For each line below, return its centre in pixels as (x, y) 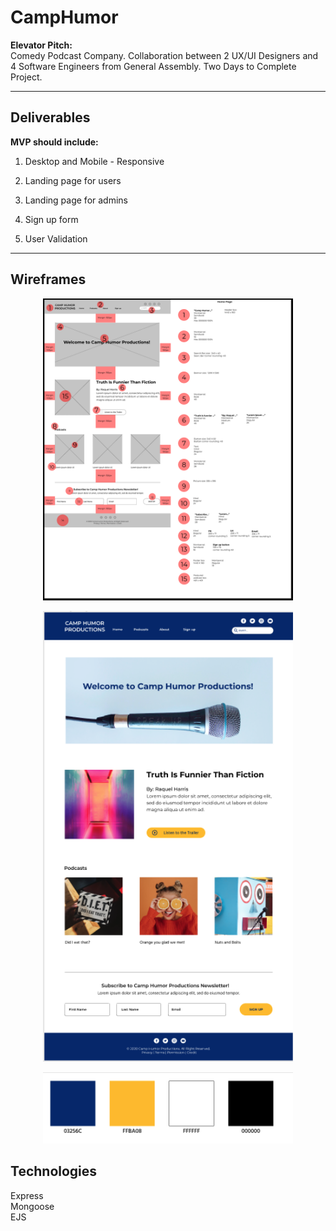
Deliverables (50, 117)
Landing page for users (73, 180)
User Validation (56, 238)
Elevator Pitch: (41, 45)
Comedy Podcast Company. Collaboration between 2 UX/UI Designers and (164, 55)
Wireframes (48, 279)
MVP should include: (54, 142)
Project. (26, 77)
